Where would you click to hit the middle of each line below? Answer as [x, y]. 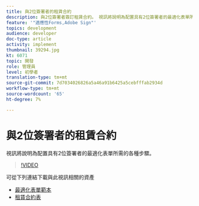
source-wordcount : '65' [36, 94]
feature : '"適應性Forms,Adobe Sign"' [51, 22]
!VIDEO [29, 165]
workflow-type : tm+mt [33, 89]
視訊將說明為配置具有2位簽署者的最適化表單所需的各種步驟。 [81, 153]
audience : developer [32, 34]
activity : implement [32, 45]
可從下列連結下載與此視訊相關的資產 [50, 177]
